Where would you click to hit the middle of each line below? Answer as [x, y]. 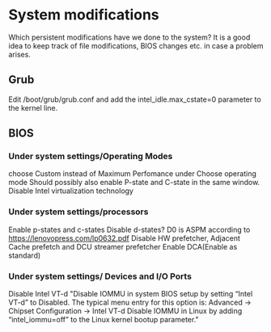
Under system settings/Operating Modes [91, 157]
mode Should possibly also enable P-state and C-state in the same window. [134, 183]
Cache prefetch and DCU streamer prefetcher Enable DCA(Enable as [123, 246]
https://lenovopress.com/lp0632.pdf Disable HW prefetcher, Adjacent [125, 238]
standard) [25, 255]
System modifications [84, 15]
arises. [19, 54]
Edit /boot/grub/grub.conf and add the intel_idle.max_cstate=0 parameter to [135, 99]
